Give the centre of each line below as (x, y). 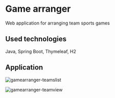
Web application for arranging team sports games (57, 23)
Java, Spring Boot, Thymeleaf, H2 (41, 51)
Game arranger (38, 9)
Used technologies (36, 39)
